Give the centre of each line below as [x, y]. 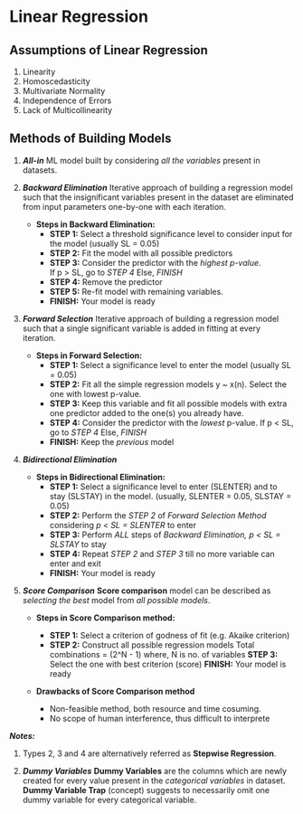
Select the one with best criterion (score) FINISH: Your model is [168, 664]
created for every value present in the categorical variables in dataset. [154, 781]
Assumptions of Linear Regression [109, 50]
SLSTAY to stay [78, 544]
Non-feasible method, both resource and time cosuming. [155, 708]
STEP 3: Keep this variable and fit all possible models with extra [168, 403]
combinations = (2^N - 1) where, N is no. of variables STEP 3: [164, 654]
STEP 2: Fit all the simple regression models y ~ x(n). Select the [168, 384]
